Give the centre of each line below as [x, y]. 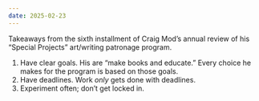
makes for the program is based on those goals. [99, 71]
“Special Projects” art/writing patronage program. [90, 47]
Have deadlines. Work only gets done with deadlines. [108, 79]
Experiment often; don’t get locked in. [82, 88]
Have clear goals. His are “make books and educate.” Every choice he [135, 63]
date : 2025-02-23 [37, 16]
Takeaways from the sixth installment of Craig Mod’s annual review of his [129, 38]
